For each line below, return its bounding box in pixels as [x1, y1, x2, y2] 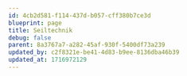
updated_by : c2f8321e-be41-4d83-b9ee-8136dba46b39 [8, 48, 180, 56]
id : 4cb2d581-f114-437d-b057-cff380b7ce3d [8, 11, 151, 20]
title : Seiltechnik [8, 26, 73, 34]
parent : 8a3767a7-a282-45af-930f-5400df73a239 [8, 41, 166, 49]
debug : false [8, 33, 52, 42]
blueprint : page [8, 19, 62, 27]
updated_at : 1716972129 [8, 56, 88, 64]
